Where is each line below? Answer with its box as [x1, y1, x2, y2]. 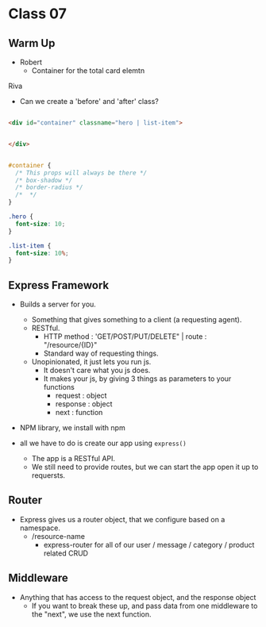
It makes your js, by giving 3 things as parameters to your [43, 374, 232, 383]
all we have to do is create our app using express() [19, 438, 187, 448]
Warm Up [8, 37, 56, 50]
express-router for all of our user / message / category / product [43, 540, 255, 549]
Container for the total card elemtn [31, 66, 145, 75]
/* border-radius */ [15, 183, 83, 191]
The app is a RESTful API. [31, 454, 116, 464]
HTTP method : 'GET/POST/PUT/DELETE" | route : [43, 332, 207, 341]
